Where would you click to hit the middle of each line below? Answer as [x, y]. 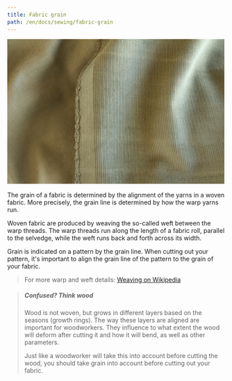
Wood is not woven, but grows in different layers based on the [113, 313]
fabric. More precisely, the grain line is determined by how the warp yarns [113, 202]
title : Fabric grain [37, 15]
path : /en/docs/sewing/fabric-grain [60, 22]
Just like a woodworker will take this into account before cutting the [121, 356]
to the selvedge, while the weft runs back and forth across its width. [105, 238]
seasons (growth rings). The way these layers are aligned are [112, 321]
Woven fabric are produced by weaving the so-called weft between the [109, 223]
